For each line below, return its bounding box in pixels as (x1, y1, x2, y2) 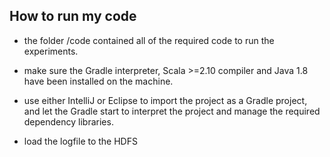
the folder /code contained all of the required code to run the (23, 34, 275, 46)
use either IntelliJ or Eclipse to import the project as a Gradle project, (23, 94, 308, 106)
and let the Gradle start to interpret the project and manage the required (23, 105, 321, 117)
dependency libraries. (23, 115, 114, 128)
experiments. (23, 45, 79, 57)
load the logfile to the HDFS (23, 135, 138, 147)
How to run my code (9, 8, 137, 25)
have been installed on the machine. (23, 75, 174, 87)
